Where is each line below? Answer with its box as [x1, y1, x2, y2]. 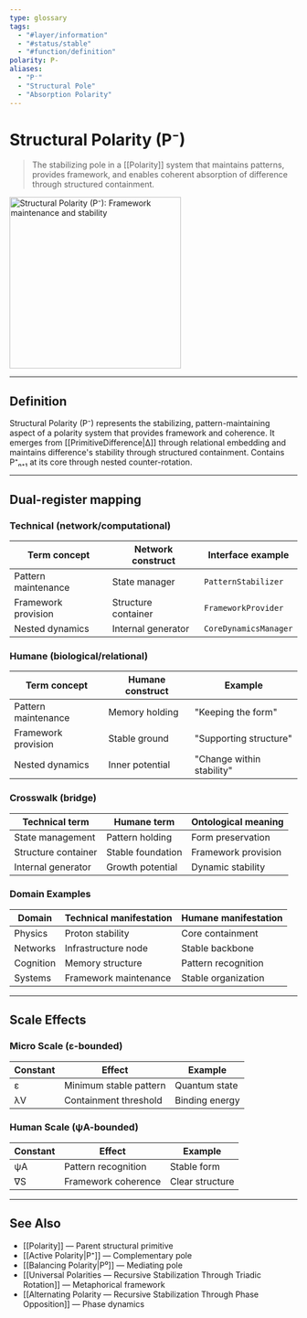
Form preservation [191, 830, 271, 843]
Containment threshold [63, 1094, 163, 1107]
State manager [111, 575, 175, 588]
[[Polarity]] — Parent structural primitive [22, 1240, 174, 1251]
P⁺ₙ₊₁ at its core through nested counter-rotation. [9, 456, 193, 467]
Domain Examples [9, 888, 91, 901]
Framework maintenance [64, 971, 172, 984]
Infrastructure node [64, 941, 148, 954]
